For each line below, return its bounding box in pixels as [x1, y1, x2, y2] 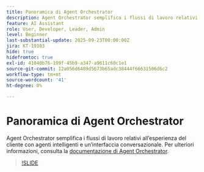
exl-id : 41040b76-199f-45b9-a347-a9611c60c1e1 [6, 60, 127, 66]
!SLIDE [21, 159, 38, 167]
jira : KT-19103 [6, 43, 45, 49]
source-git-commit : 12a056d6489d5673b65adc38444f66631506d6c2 [6, 65, 168, 72]
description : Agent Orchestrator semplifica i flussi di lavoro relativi [6, 15, 199, 21]
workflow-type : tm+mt [6, 71, 62, 77]
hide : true [6, 49, 34, 55]
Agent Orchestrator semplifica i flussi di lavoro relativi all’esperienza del [6, 134, 187, 142]
